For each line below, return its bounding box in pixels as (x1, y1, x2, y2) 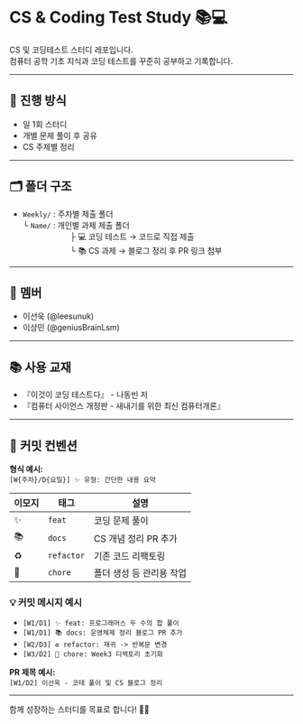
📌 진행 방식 (9, 93, 68, 108)
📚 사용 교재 (9, 359, 72, 375)
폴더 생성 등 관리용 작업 (93, 567, 188, 579)
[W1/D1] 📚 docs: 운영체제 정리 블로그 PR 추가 (22, 628, 183, 637)
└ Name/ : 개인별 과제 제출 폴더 (22, 219, 131, 230)
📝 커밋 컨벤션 (9, 438, 78, 453)
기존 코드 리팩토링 (93, 550, 166, 562)
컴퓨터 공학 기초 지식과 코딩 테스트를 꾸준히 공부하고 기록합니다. (9, 55, 234, 66)
